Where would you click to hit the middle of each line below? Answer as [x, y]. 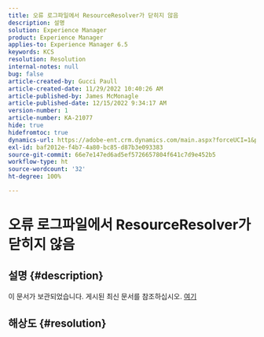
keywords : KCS [31, 52]
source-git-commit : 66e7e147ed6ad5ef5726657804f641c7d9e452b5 [112, 154]
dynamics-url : [31, 140]
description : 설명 [37, 23]
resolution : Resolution [47, 60]
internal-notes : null [44, 67]
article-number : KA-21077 [50, 118]
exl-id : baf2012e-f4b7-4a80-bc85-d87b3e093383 [86, 147]
